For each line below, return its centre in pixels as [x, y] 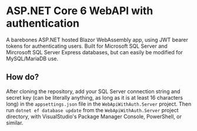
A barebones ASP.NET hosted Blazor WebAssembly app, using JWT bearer [97, 40]
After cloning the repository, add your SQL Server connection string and [93, 91]
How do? [23, 77]
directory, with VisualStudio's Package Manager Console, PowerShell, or [94, 116]
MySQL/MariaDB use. [32, 58]
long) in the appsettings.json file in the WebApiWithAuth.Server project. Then [99, 104]
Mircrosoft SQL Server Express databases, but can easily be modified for [95, 52]
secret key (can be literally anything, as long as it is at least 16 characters [95, 97]
